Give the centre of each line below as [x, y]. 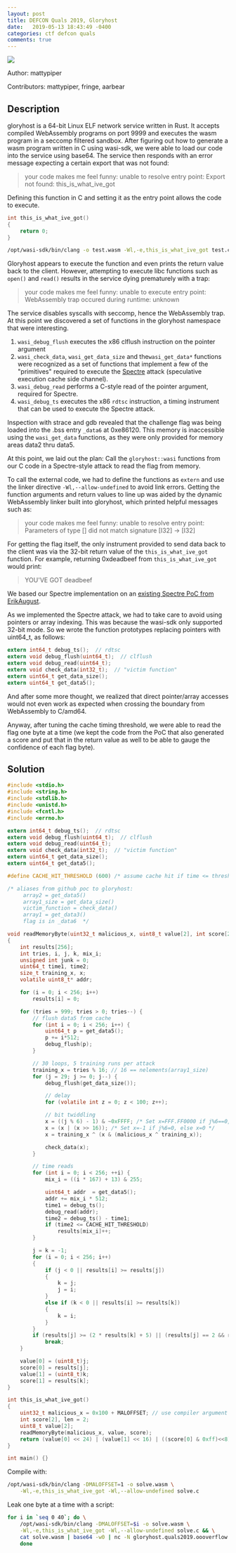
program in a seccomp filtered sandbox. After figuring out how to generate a [118, 140]
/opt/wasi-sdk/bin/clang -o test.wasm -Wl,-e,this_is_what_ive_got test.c [119, 250]
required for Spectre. [48, 394]
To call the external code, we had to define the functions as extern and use [116, 480]
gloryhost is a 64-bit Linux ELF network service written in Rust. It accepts [113, 125]
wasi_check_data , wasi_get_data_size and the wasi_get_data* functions [119, 357]
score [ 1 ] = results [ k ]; [55, 1381]
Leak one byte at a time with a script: [61, 1505]
